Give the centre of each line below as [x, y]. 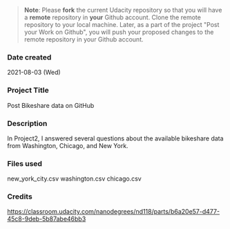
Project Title [28, 91]
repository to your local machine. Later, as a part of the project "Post [122, 25]
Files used [25, 163]
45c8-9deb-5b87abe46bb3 [47, 219]
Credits [20, 196]
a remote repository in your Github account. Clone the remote [113, 17]
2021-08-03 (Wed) [34, 73]
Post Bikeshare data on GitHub [51, 105]
